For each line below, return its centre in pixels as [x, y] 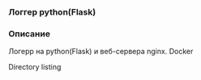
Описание [30, 33]
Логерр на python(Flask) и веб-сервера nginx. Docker [101, 52]
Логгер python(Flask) [52, 12]
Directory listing [35, 67]
